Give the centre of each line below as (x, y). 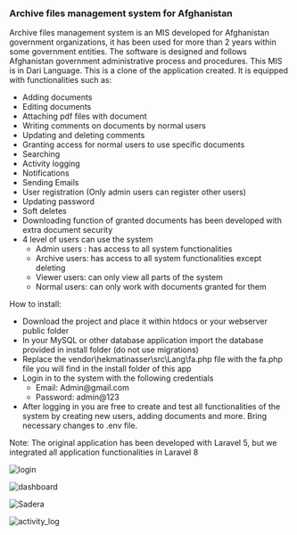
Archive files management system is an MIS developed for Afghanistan (139, 33)
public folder (45, 331)
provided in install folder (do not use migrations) (110, 350)
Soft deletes (44, 211)
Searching (41, 154)
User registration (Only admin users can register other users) (134, 192)
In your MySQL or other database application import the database (143, 341)
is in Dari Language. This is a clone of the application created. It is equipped (148, 70)
